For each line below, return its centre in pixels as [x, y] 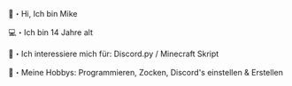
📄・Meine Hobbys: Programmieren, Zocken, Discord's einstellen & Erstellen [146, 72]
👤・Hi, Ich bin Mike [43, 14]
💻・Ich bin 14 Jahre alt [51, 32]
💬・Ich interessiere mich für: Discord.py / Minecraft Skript [114, 54]
